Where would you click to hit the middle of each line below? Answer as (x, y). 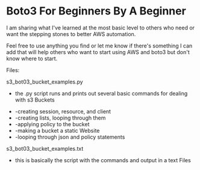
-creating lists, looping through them (60, 118)
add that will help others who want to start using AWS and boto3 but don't (98, 52)
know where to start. (32, 58)
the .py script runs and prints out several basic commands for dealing (101, 93)
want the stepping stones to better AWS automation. (71, 34)
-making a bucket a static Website (57, 130)
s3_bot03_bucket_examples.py (45, 82)
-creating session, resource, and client (63, 111)
